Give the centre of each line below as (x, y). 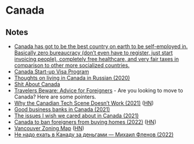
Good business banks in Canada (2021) (62, 109)
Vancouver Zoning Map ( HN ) (49, 128)
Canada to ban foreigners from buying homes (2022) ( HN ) (85, 122)
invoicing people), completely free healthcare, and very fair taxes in (96, 59)
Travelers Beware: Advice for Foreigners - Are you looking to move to (98, 90)
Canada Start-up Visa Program (51, 71)
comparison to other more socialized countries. (72, 65)
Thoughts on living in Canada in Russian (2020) (72, 78)
